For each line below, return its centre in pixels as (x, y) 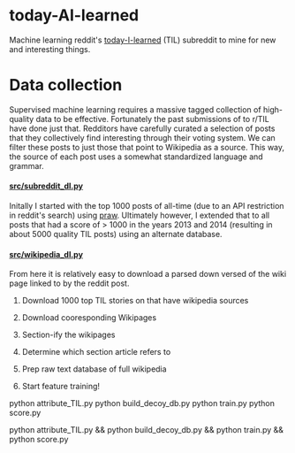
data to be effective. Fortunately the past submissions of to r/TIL (152, 119)
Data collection (66, 85)
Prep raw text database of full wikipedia (94, 369)
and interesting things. (50, 49)
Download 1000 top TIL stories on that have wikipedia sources (135, 301)
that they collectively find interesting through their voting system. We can (142, 137)
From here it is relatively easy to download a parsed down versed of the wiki (148, 274)
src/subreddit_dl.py (46, 186)
